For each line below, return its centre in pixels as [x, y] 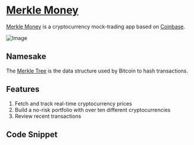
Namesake [26, 57]
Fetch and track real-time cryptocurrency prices [73, 103]
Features [23, 89]
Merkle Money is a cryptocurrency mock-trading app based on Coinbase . [96, 27]
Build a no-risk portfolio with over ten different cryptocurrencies [93, 110]
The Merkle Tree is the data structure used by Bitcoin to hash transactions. [97, 71]
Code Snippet [32, 134]
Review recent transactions [48, 116]
